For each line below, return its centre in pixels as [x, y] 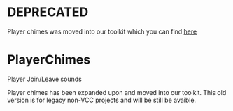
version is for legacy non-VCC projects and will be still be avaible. [102, 100]
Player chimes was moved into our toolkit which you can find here [102, 31]
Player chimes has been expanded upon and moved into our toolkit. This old [117, 92]
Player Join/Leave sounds [44, 79]
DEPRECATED [48, 12]
